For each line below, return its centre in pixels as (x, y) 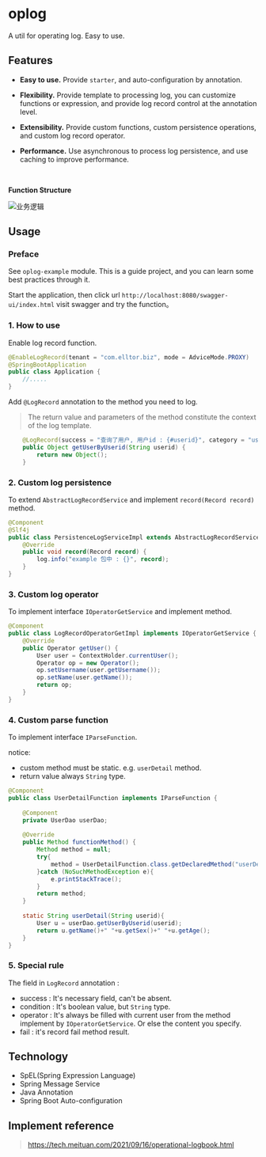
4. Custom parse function (59, 719)
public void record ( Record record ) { (85, 552)
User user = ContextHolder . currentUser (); (108, 655)
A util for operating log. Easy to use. (66, 36)
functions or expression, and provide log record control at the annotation (138, 103)
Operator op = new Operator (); (88, 663)
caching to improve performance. (74, 159)
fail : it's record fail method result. (74, 1032)
